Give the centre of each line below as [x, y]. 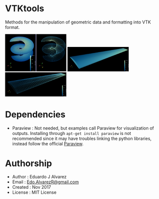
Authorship [29, 163]
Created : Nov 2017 [32, 187]
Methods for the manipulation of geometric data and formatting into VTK [78, 22]
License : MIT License [34, 192]
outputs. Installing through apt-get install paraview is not [71, 133]
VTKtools [25, 9]
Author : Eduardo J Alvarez [39, 177]
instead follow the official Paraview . [48, 144]
